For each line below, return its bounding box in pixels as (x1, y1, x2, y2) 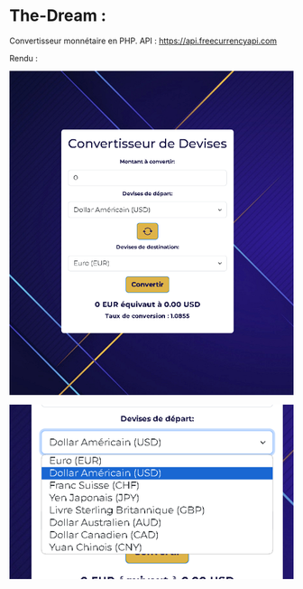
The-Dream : (9, 5, 106, 26)
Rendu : (9, 52, 39, 63)
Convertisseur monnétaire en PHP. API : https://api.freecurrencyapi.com (9, 35, 278, 46)
